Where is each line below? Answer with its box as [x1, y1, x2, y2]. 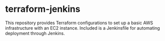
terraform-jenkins [5, 3, 81, 15]
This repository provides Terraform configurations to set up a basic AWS [5, 20, 154, 26]
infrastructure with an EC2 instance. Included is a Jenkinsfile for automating [5, 25, 160, 31]
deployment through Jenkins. [5, 30, 65, 36]
